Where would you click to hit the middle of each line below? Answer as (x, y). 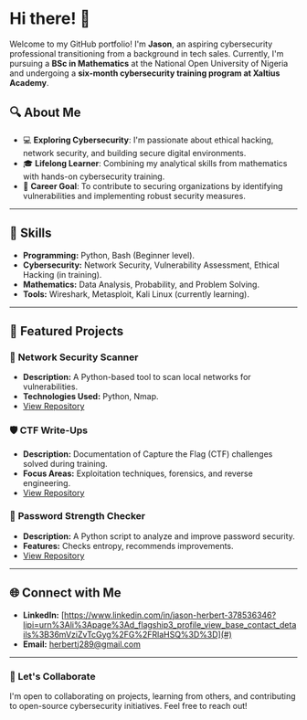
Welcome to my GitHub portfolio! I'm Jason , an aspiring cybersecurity (141, 44)
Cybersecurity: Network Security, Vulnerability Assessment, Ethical (151, 265)
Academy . (29, 82)
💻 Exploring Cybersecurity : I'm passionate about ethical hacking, (148, 140)
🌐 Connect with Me (65, 593)
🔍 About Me (45, 113)
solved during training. (65, 463)
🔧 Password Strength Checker (78, 516)
